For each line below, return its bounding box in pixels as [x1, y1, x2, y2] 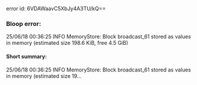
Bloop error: [6, 19, 41, 28]
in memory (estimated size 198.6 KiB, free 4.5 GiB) [6, 40, 129, 47]
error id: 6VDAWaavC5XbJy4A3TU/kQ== [6, 5, 106, 12]
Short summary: [6, 53, 47, 60]
